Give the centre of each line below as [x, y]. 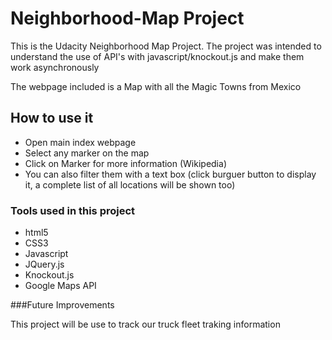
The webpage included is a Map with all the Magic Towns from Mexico [156, 86]
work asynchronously [55, 67]
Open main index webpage [80, 142]
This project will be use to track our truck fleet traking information [145, 324]
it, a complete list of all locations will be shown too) [130, 184]
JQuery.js [44, 264]
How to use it [52, 118]
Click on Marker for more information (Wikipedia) [125, 163]
